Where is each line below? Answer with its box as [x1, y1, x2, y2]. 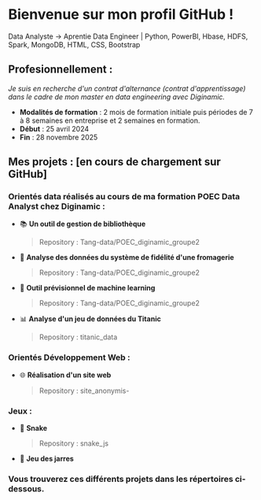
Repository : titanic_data [39, 332, 118, 342]
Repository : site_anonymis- [39, 386, 130, 395]
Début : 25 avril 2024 [19, 124, 89, 133]
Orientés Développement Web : [8, 352, 130, 363]
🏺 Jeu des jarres [19, 454, 75, 464]
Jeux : [8, 406, 33, 417]
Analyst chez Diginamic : [8, 201, 105, 212]
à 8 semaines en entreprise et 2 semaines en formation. [19, 116, 200, 125]
